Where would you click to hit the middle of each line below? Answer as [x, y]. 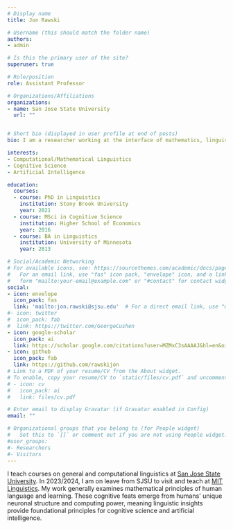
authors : [20, 39]
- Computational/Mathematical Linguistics [69, 159]
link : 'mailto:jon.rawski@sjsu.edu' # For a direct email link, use [116, 307]
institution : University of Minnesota [76, 243]
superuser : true [31, 64]
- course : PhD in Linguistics [57, 198]
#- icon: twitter [32, 313]
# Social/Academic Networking [51, 262]
